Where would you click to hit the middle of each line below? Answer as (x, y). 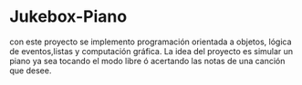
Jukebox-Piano (68, 17)
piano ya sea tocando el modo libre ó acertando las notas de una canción (147, 61)
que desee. (31, 71)
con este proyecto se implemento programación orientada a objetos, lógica (151, 42)
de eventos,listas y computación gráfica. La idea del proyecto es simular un (151, 51)
